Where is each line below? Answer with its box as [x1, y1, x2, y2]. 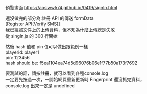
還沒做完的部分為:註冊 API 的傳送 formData [5, 15, 94, 21]
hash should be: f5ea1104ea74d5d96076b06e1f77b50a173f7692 [5, 60, 138, 66]
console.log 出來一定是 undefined [5, 83, 75, 89]
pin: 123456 [5, 55, 30, 60]
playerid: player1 [5, 49, 39, 55]
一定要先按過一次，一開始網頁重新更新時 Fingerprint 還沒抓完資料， [5, 77, 145, 82]
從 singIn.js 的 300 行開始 [5, 33, 58, 39]
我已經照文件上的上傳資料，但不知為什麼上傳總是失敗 [5, 27, 115, 33]
